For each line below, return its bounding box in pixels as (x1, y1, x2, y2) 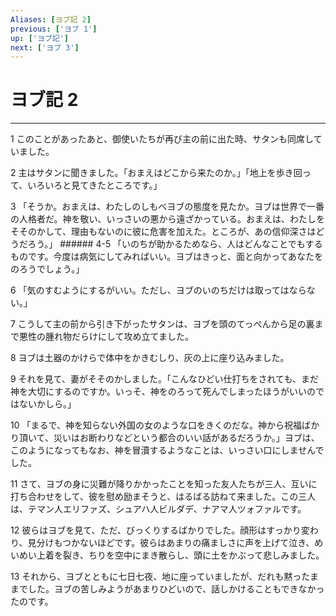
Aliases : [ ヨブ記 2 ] (10, 14, 92, 25)
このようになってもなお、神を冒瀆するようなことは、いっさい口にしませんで (10, 444, 325, 456)
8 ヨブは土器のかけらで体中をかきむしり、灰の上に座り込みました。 (10, 352, 290, 364)
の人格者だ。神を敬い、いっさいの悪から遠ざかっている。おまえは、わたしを (10, 213, 325, 225)
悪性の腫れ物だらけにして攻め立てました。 (18, 331, 194, 343)
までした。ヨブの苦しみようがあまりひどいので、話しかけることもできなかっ (10, 583, 325, 595)
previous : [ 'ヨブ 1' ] (10, 24, 98, 34)
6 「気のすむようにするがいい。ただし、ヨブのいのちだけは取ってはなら (10, 284, 307, 296)
